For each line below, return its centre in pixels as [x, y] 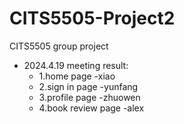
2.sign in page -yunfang [88, 86]
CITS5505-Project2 [92, 18]
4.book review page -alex [91, 108]
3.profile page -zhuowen [89, 97]
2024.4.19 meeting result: [76, 65]
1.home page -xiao [77, 76]
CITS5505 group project [59, 46]
